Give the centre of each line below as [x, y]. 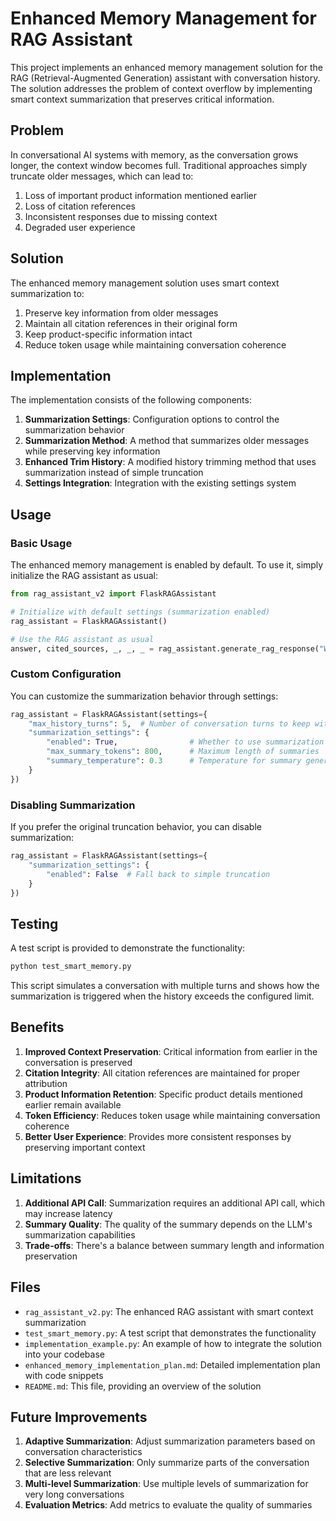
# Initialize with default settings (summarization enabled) [140, 612]
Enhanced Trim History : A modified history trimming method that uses [170, 462]
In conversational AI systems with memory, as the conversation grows [154, 154]
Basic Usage [41, 543]
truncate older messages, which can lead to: [102, 176]
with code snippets [64, 1375]
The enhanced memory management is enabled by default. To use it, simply [167, 565]
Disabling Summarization [73, 805]
